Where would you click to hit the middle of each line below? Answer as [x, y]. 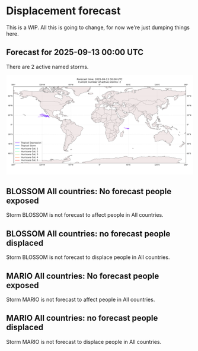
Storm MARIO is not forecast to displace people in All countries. [84, 341]
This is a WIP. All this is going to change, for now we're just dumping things [98, 27]
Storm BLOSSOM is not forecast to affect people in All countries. [85, 215]
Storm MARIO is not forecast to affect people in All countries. [81, 299]
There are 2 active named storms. [47, 67]
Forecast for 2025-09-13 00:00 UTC [75, 53]
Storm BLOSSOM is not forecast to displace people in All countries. [88, 257]
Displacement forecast [63, 11]
